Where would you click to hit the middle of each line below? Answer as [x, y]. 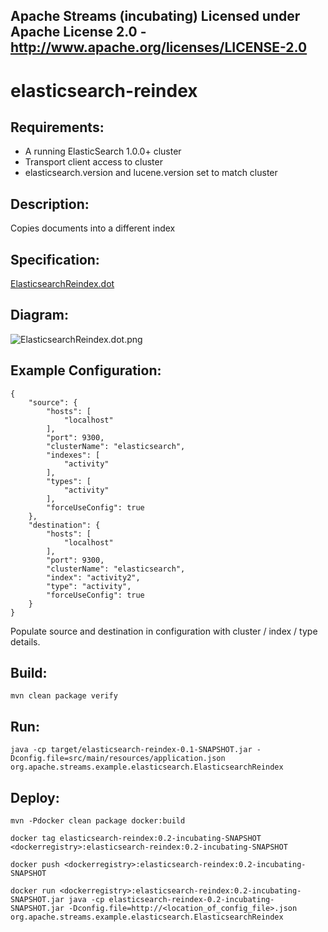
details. [25, 641]
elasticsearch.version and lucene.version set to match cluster [151, 173]
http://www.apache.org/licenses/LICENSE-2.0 [159, 47]
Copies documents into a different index [93, 228]
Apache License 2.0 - [78, 32]
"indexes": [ [73, 455]
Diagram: [39, 315]
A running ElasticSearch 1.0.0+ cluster [103, 151]
